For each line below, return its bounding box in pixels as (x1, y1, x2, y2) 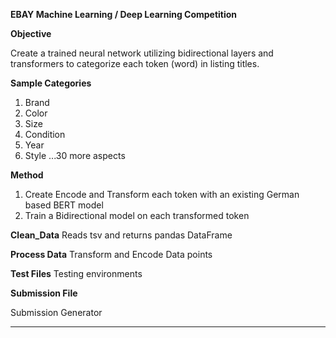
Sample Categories (10, 77, 92, 89)
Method (10, 169, 44, 181)
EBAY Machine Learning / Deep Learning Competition (10, 9, 238, 20)
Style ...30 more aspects (24, 150, 126, 161)
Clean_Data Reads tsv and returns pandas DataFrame (10, 229, 233, 241)
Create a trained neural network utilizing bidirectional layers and (10, 47, 274, 59)
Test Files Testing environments (10, 268, 143, 279)
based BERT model (24, 199, 104, 211)
